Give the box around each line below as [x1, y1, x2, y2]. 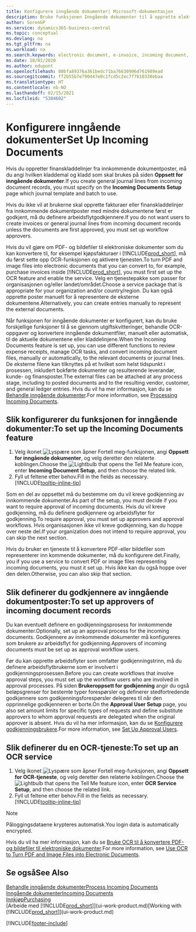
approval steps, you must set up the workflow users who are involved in [6, 676, 179, 683]
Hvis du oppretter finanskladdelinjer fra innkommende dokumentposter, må [6, 165, 187, 172]
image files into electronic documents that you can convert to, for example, [6, 262, 187, 269]
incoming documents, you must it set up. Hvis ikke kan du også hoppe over [6, 564, 187, 571]
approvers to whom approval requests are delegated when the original [6, 713, 175, 720]
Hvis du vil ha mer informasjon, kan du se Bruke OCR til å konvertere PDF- [6, 838, 184, 845]
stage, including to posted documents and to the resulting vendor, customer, [6, 379, 190, 386]
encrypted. [6, 827, 33, 834]
